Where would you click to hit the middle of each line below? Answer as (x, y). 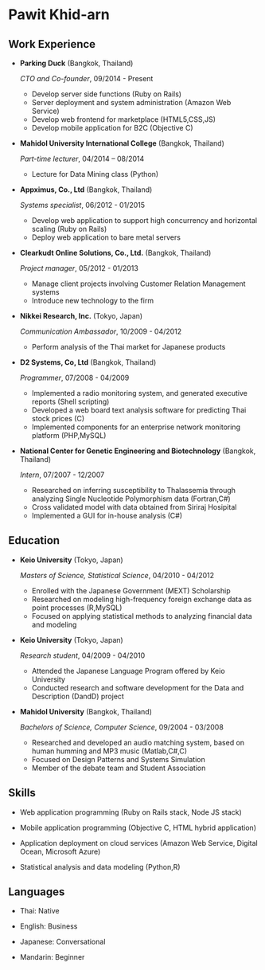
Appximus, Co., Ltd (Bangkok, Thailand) (86, 190)
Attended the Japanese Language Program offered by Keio (128, 671)
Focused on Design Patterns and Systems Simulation (118, 759)
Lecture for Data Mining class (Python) (95, 174)
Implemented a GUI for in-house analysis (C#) (107, 516)
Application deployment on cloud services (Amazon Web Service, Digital (138, 843)
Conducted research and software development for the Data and (138, 687)
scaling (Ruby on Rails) (69, 229)
